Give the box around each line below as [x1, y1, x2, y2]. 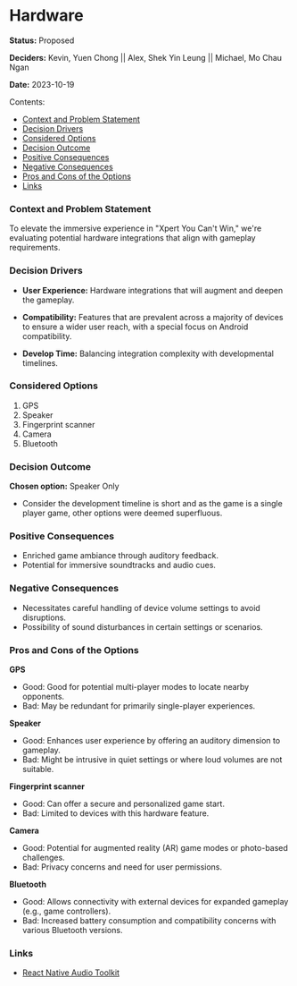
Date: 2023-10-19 [9, 79, 75, 89]
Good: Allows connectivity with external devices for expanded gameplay [21, 897, 289, 907]
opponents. [21, 691, 65, 702]
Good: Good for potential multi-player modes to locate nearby [21, 682, 250, 693]
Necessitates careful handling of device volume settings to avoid [21, 602, 260, 613]
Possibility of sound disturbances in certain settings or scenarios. [21, 621, 263, 632]
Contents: [9, 96, 45, 107]
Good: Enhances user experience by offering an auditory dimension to [21, 735, 281, 746]
